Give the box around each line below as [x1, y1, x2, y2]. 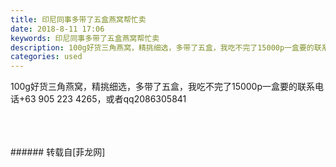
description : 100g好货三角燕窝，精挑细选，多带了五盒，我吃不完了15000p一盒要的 [10, 42, 315, 53]
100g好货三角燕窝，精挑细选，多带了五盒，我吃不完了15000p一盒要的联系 [10, 81, 316, 93]
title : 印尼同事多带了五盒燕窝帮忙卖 [10, 14, 147, 25]
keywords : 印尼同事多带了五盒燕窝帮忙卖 [10, 33, 160, 43]
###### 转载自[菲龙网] [10, 146, 106, 158]
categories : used [10, 52, 83, 62]
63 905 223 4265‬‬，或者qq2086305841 [24, 93, 187, 105]
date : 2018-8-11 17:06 [10, 24, 105, 34]
